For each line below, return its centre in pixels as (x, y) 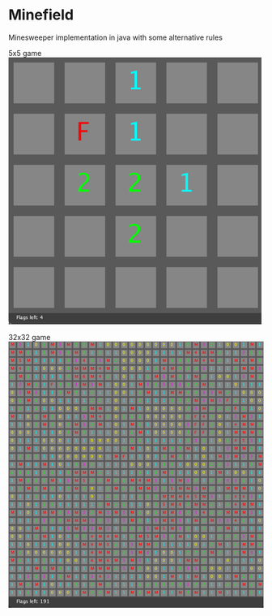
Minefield (41, 15)
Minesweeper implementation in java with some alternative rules (115, 37)
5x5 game (25, 53)
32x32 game (30, 337)
